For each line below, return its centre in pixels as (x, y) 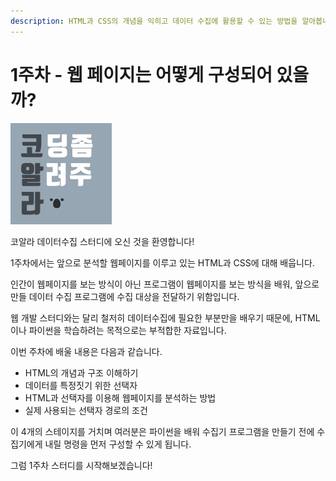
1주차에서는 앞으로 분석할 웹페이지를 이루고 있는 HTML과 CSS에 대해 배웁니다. (162, 262)
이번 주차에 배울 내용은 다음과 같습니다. (86, 351)
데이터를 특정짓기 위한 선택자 (81, 385)
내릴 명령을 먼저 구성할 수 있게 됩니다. (118, 444)
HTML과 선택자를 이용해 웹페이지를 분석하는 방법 (120, 397)
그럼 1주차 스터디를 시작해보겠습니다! (81, 465)
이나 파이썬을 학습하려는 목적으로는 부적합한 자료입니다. (118, 330)
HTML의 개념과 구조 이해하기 (81, 372)
